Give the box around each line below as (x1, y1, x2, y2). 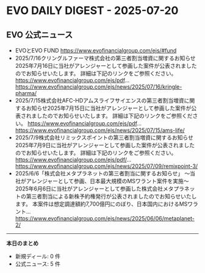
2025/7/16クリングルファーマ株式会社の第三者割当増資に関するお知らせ (15, 54, 196, 62)
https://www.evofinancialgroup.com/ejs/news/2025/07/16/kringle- (15, 83, 182, 90)
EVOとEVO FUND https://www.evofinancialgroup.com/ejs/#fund (15, 47, 177, 54)
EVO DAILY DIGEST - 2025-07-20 (6, 4, 179, 18)
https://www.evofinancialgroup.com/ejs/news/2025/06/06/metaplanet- (15, 215, 195, 222)
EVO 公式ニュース (6, 29, 73, 40)
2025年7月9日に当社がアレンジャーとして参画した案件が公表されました (15, 142, 195, 148)
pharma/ (15, 90, 37, 96)
